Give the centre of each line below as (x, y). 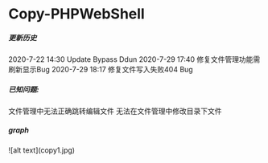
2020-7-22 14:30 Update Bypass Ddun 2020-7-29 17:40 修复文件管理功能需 (134, 59)
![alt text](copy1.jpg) (41, 150)
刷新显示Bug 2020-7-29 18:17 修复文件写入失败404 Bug (101, 70)
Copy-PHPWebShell (76, 14)
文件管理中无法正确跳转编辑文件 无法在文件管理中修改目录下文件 (115, 111)
